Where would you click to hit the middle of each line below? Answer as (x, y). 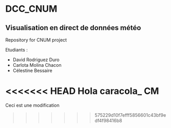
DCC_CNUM (31, 9)
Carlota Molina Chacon (37, 65)
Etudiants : (17, 50)
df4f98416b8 (108, 120)
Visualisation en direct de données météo (73, 28)
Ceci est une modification (33, 105)
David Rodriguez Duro (36, 60)
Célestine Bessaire (33, 70)
